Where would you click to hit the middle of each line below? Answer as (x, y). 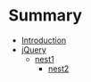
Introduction (44, 40)
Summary (45, 16)
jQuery (33, 49)
